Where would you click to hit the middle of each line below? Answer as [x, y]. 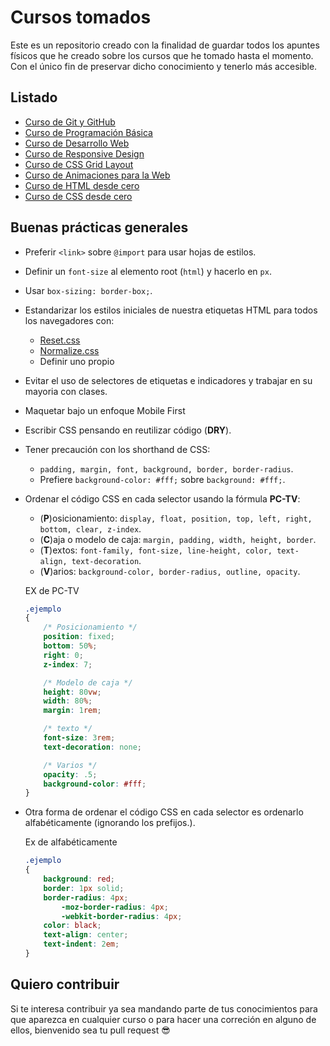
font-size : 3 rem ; [79, 738]
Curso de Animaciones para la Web [97, 175]
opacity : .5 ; [70, 774]
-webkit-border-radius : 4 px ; [122, 916]
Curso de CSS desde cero [78, 196]
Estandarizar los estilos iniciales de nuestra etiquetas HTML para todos [171, 310]
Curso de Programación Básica [88, 132]
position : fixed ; [79, 637]
